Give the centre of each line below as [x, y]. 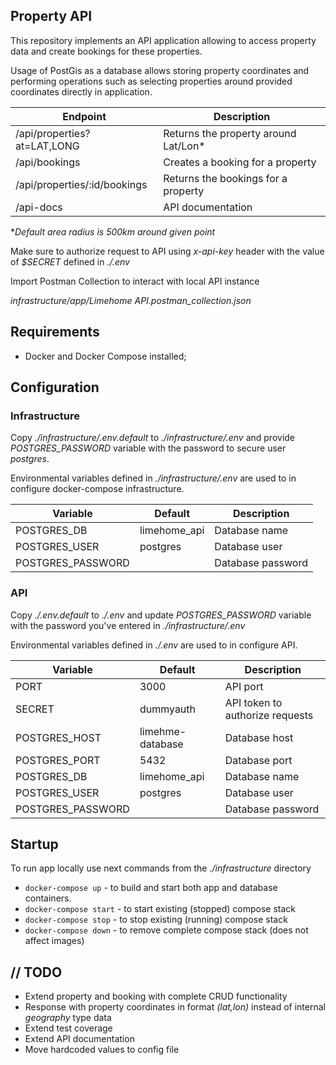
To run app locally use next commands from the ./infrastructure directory [161, 868]
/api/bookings [48, 162]
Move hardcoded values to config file [102, 1050]
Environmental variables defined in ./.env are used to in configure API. [154, 645]
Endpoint [84, 116]
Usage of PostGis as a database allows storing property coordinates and [160, 70]
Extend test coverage [68, 1028]
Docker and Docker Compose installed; [105, 356]
